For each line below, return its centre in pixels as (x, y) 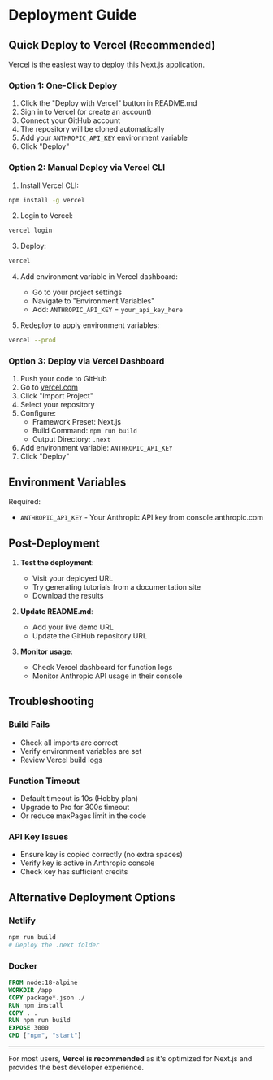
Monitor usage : (46, 651)
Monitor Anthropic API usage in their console (107, 676)
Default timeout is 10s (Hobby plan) (79, 798)
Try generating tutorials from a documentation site (117, 587)
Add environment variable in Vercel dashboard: (99, 277)
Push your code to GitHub (63, 379)
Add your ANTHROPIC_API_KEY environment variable (104, 138)
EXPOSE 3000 (28, 1028)
